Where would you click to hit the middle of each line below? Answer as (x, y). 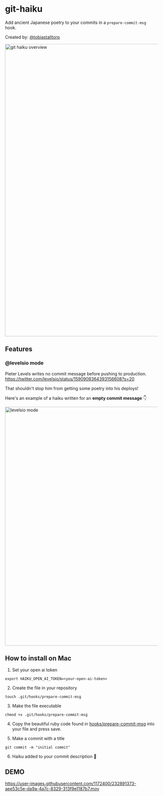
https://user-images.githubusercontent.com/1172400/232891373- (71, 784)
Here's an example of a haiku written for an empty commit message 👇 (76, 398)
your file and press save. (37, 729)
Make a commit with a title (38, 738)
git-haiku (24, 9)
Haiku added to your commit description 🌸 (54, 757)
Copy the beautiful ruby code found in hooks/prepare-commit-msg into (83, 724)
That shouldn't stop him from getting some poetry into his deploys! (72, 388)
